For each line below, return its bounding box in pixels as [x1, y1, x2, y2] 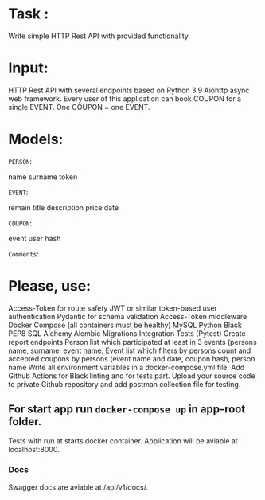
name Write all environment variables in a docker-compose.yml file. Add [8, 362, 245, 372]
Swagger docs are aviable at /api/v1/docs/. [8, 482, 149, 492]
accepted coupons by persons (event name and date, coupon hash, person [8, 354, 255, 363]
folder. [8, 415, 42, 428]
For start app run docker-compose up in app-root [8, 403, 246, 416]
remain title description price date [8, 202, 119, 212]
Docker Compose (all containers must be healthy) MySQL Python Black [8, 320, 243, 330]
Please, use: [8, 277, 92, 295]
